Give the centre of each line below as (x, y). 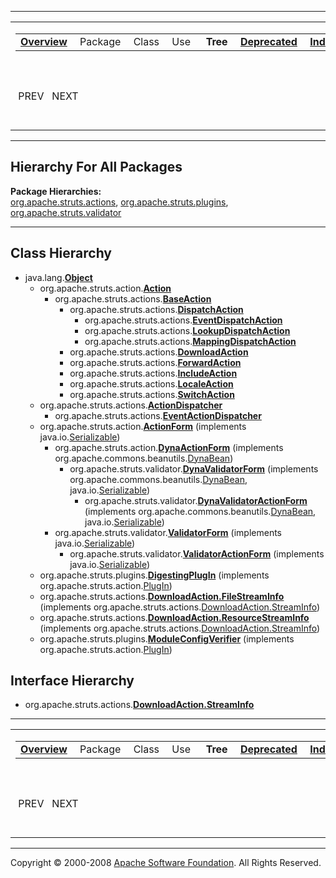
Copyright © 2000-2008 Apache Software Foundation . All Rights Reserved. (166, 863)
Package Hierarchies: (56, 191)
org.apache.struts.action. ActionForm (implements (143, 426)
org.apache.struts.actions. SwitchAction (152, 394)
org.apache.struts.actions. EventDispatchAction (183, 320)
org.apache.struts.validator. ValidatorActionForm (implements (197, 553)
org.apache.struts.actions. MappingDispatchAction (190, 341)
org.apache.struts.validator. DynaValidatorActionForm (196, 500)
